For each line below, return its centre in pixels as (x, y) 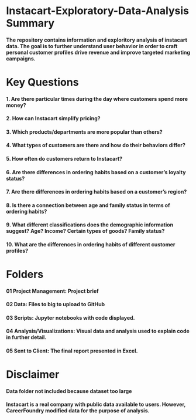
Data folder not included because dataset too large (69, 391)
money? (16, 105)
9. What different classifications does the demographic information (90, 225)
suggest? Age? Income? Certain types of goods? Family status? (85, 231)
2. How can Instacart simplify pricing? (53, 118)
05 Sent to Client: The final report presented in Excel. (72, 351)
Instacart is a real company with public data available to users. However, (96, 404)
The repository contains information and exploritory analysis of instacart (97, 40)
